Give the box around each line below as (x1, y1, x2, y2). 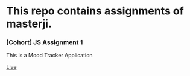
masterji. (6, 17, 52, 31)
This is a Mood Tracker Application (6, 52, 93, 59)
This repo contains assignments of (6, 4, 184, 18)
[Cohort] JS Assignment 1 (6, 38, 83, 47)
